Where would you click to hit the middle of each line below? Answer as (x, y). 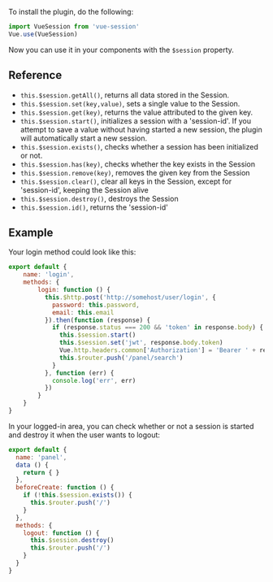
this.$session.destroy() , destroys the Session (99, 198)
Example (31, 232)
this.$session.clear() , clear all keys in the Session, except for (126, 181)
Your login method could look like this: (72, 252)
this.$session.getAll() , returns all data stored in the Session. (125, 95)
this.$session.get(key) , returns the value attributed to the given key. (136, 112)
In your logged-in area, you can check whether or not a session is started (131, 426)
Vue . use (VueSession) (43, 34)
